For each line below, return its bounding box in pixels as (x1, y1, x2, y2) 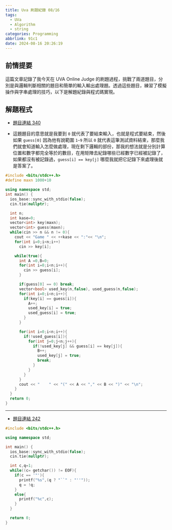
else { (14, 491, 27, 497)
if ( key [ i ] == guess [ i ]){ (24, 296, 77, 301)
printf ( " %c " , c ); (18, 497, 54, 502)
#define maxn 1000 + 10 (5, 178, 52, 183)
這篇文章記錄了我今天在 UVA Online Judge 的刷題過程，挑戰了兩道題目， (5, 75, 159, 82)
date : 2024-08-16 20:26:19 (5, 41, 63, 46)
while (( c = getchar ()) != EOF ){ (10, 468, 77, 473)
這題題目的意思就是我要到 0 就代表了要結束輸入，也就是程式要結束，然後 (12, 130, 166, 137)
